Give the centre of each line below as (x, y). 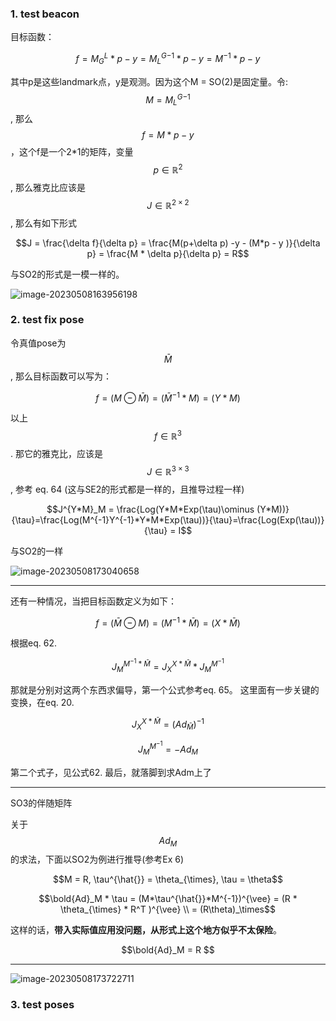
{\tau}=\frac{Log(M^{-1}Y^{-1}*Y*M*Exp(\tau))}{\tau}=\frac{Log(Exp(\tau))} (168, 519)
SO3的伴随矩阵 (41, 803)
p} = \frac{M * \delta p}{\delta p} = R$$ (168, 253)
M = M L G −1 (168, 100)
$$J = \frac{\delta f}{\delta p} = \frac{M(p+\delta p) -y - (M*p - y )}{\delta (168, 243)
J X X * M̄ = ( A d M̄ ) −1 (168, 724)
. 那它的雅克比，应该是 (56, 454)
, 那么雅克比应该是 (48, 187)
